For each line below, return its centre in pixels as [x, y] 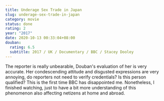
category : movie [22, 19]
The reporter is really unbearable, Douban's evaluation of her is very [76, 66]
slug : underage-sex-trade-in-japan [43, 15]
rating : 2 [16, 29]
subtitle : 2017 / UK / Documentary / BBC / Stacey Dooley [72, 52]
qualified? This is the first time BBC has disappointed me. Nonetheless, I [80, 82]
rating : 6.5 [22, 47]
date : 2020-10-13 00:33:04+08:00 [40, 38]
